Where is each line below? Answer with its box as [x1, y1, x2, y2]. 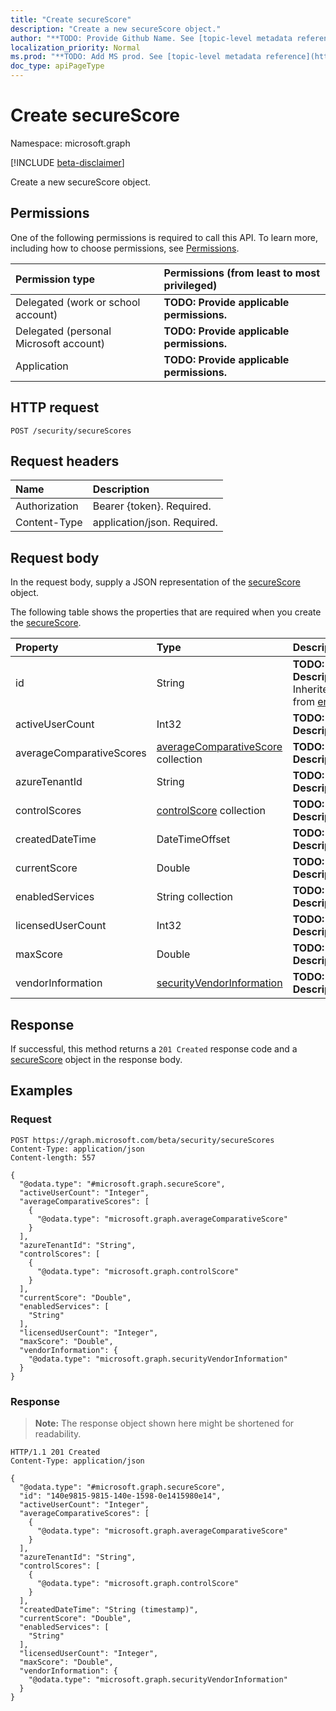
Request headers [10, 452, 120, 470]
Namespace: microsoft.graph [10, 137, 131, 149]
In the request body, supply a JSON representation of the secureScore [10, 576, 301, 588]
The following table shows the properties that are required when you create [10, 606, 322, 618]
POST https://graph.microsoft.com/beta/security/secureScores [10, 1135, 275, 1145]
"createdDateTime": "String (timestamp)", [19, 1604, 199, 1615]
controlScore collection [156, 804, 266, 818]
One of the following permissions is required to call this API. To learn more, [10, 231, 319, 243]
